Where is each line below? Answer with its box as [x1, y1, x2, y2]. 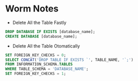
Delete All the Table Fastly [12, 19, 67, 25]
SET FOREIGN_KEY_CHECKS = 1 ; [5, 71, 66, 76]
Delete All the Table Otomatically [12, 43, 80, 49]
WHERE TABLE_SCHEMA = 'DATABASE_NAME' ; [5, 66, 89, 71]
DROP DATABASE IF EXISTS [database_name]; [5, 29, 95, 34]
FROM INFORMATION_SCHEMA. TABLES [5, 62, 73, 67]
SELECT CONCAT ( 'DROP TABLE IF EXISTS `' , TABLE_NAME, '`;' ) [5, 57, 134, 62]
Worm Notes [5, 3, 59, 14]
